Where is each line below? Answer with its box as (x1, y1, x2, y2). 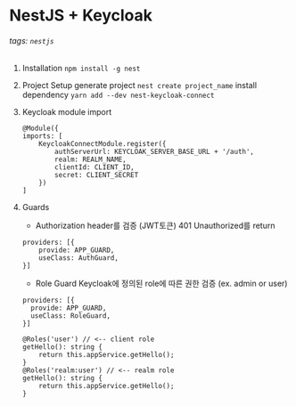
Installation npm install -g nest (21, 63, 141, 74)
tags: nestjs (9, 35, 54, 45)
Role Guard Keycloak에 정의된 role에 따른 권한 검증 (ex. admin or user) (35, 278, 288, 289)
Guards (21, 202, 50, 213)
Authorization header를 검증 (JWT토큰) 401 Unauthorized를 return (35, 220, 275, 231)
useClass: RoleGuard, (30, 312, 111, 321)
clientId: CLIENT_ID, (54, 163, 136, 172)
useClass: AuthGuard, (38, 254, 119, 263)
